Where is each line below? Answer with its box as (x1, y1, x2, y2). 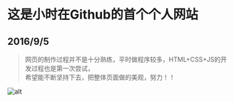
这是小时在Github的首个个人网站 (7, 6, 198, 23)
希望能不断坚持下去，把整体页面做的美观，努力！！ (24, 73, 175, 81)
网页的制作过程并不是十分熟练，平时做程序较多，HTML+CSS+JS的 (24, 55, 221, 63)
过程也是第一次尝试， (31, 64, 94, 72)
